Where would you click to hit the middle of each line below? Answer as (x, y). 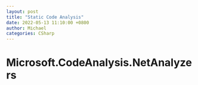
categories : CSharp (30, 34)
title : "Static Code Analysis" (45, 17)
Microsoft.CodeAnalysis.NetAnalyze (99, 63)
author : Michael (26, 28)
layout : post (22, 12)
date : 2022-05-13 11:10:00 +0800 (48, 22)
